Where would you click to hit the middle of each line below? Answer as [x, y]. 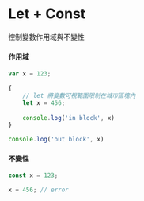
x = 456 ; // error [38, 190]
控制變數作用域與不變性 [46, 37]
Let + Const [47, 14]
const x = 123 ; [33, 176]
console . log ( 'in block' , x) [68, 118]
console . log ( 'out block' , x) [56, 140]
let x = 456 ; [44, 103]
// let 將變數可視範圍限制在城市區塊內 [79, 95]
